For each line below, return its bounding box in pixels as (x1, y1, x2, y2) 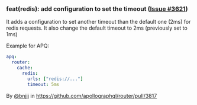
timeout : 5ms (27, 81, 60, 87)
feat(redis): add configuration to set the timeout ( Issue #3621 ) (6, 5, 188, 13)
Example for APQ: (6, 42, 49, 49)
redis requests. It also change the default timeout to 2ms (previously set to (6, 24, 188, 31)
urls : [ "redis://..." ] (27, 76, 83, 82)
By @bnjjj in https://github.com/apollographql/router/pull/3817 (6, 92, 157, 99)
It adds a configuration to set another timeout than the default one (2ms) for (6, 18, 191, 26)
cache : (17, 65, 33, 71)
